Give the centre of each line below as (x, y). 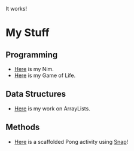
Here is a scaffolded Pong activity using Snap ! (71, 141)
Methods (23, 127)
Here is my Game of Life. (45, 75)
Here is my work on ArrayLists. (52, 108)
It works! (16, 9)
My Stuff (28, 33)
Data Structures (36, 94)
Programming (32, 55)
